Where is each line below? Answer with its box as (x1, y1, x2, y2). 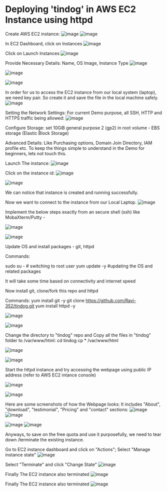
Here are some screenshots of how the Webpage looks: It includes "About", (5, 401, 161, 407)
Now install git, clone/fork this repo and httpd (5, 287, 98, 293)
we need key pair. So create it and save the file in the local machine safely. (5, 94, 158, 101)
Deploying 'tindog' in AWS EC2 (5, 4, 136, 15)
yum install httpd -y (35, 303, 76, 309)
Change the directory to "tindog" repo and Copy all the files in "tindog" (5, 332, 151, 338)
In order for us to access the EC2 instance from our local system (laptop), (5, 89, 156, 95)
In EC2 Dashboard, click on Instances (5, 40, 82, 46)
